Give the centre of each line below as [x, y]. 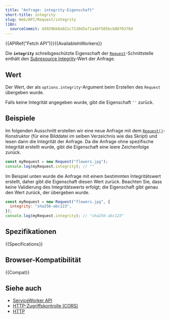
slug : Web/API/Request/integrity [41, 19]
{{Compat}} [17, 272]
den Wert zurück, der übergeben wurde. [48, 192]
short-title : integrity [31, 15]
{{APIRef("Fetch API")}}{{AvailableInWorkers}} [54, 43]
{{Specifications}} [24, 244]
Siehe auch [23, 288]
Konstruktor [18, 136]
